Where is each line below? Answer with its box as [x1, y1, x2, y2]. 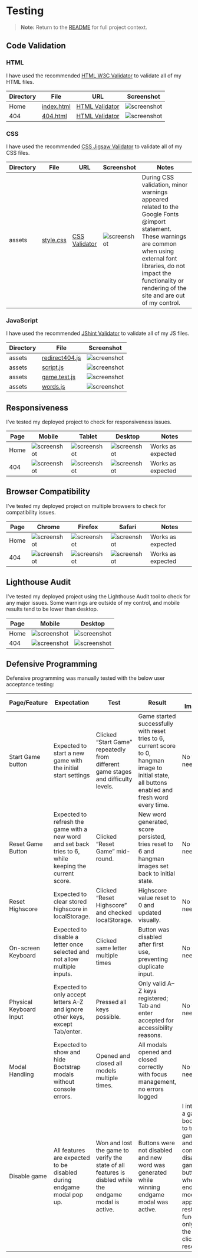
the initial [53, 764, 79, 772]
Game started [138, 712, 176, 721]
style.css [41, 236, 67, 244]
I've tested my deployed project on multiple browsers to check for [6, 502, 166, 509]
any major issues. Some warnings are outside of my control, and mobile [6, 599, 180, 606]
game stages [95, 768, 132, 776]
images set [138, 862, 169, 871]
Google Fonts [141, 210, 179, 218]
